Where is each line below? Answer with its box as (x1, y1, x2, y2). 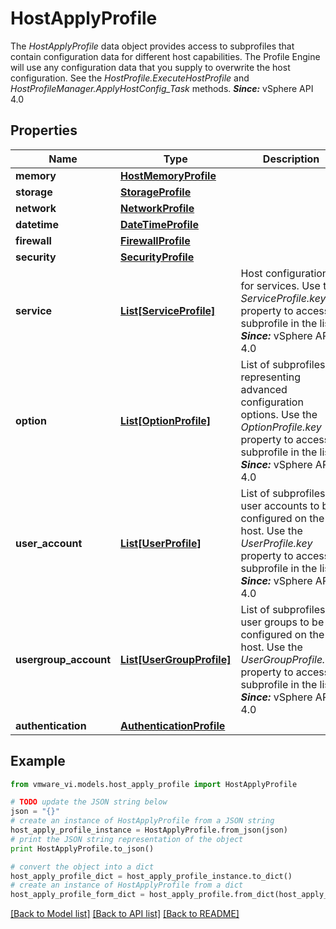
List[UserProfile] (120, 536, 202, 550)
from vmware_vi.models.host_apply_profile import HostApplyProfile (10, 779, 298, 789)
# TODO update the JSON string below (10, 797, 168, 807)
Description (262, 152, 320, 166)
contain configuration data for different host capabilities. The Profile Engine (10, 50, 321, 62)
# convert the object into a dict (10, 862, 155, 872)
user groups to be (240, 615, 325, 629)
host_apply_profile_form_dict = (10, 890, 145, 900)
